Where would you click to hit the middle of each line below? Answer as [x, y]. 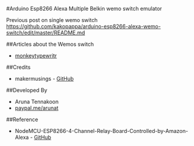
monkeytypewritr [36, 55]
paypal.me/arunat [36, 108]
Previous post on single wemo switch [52, 20]
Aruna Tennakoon [37, 101]
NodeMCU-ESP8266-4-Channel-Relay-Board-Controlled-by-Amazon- [101, 131]
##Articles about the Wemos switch [50, 44]
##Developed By [27, 90]
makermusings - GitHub [44, 79]
